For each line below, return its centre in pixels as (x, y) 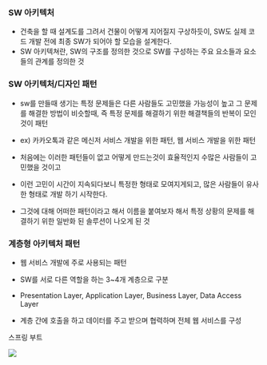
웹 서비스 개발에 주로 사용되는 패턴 (73, 262)
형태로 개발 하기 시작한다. (68, 194)
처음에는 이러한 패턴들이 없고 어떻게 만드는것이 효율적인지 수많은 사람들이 (134, 157)
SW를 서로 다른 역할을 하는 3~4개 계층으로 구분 (94, 279)
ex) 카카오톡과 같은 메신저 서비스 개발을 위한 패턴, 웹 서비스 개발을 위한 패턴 (137, 140)
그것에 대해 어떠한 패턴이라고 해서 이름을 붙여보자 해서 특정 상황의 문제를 (133, 211)
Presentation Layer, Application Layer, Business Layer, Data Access (131, 295)
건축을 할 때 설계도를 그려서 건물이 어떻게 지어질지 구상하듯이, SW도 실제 (133, 32)
